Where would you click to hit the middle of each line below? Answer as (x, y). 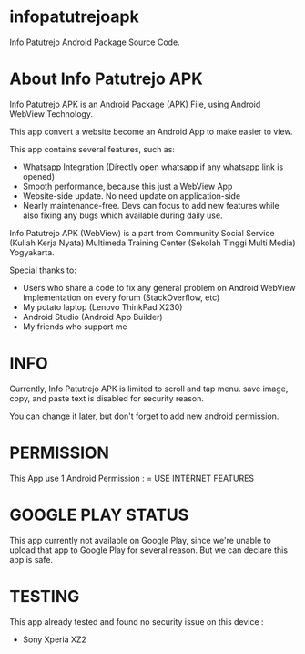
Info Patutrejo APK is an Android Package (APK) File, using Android (135, 104)
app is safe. (31, 559)
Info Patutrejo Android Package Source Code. (95, 42)
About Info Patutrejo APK (106, 79)
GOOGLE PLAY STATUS (99, 515)
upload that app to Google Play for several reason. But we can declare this (149, 550)
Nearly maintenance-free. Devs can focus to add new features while (151, 205)
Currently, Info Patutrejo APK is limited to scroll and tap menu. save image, (149, 389)
